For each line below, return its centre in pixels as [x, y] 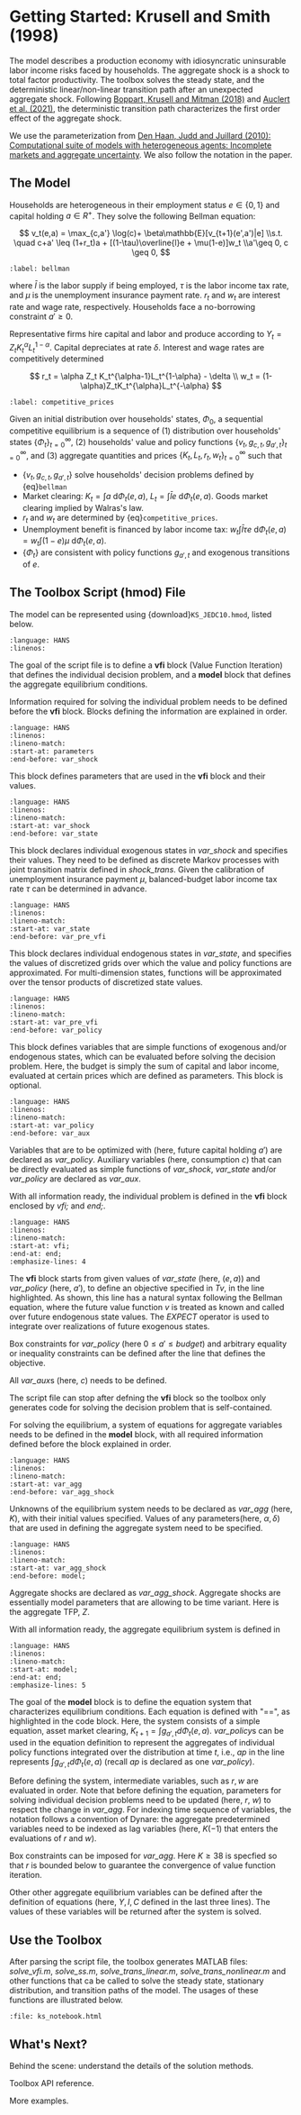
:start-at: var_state [50, 929]
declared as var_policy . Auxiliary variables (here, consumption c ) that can [146, 1159]
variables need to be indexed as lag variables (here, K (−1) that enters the [144, 1829]
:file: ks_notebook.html [56, 2017]
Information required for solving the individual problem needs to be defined [148, 701]
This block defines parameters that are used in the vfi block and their [137, 776]
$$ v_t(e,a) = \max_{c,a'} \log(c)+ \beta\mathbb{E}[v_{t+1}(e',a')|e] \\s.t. [151, 233]
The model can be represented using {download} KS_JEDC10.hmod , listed [141, 614]
